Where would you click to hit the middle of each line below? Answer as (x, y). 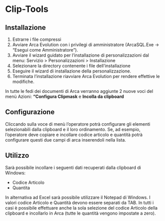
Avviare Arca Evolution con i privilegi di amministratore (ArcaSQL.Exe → (85, 45)
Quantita (21, 188)
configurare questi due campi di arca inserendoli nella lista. (66, 140)
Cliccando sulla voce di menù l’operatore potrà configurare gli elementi (78, 124)
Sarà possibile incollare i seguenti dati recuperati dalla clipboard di (73, 167)
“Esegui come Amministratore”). (45, 50)
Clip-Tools (27, 9)
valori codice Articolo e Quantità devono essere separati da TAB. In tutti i (80, 203)
